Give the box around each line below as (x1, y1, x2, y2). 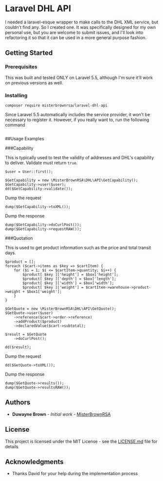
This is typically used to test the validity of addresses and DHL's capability (5, 154, 154, 160)
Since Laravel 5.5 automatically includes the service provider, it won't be (5, 111, 150, 117)
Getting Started (5, 49, 53, 57)
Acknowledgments (5, 458, 64, 466)
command (5, 122, 25, 127)
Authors (5, 398, 31, 407)
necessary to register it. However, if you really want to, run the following (5, 117, 149, 123)
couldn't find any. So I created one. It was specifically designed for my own (5, 24, 156, 30)
